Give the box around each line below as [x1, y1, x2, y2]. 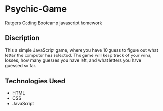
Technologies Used [5, 77, 65, 85]
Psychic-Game [5, 3, 67, 15]
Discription [5, 34, 40, 42]
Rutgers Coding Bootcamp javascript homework [5, 20, 102, 26]
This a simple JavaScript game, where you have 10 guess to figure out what [5, 47, 158, 53]
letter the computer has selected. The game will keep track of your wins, [5, 52, 152, 58]
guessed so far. [5, 62, 37, 68]
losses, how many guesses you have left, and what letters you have [5, 57, 141, 63]
